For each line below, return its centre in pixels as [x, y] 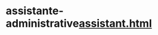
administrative [42, 23]
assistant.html [115, 23]
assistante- [35, 11]
